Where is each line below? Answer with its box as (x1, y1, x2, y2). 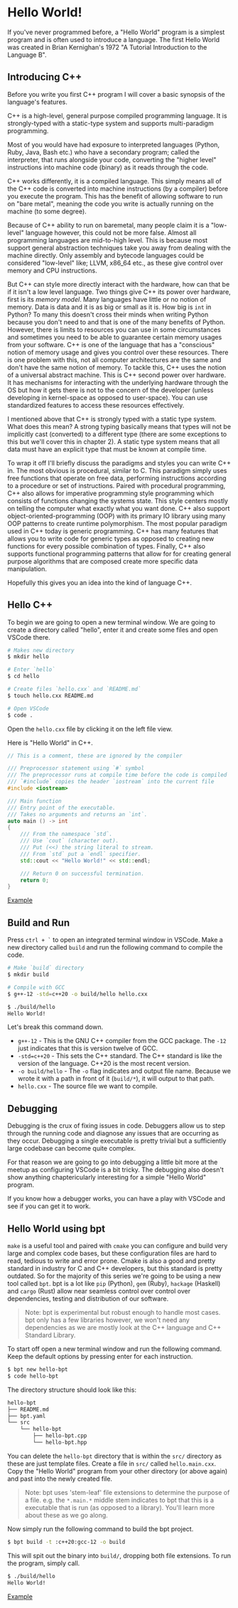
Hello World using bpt (7, 1222, 105, 1234)
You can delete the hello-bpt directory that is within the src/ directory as (7, 1451, 222, 1460)
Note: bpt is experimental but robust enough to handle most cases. (24, 1308, 221, 1316)
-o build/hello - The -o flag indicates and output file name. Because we (17, 1067, 231, 1075)
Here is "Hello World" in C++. (7, 738, 94, 747)
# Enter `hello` (7, 666, 55, 673)
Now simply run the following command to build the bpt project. (7, 1524, 194, 1533)
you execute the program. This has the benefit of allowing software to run (7, 191, 223, 200)
